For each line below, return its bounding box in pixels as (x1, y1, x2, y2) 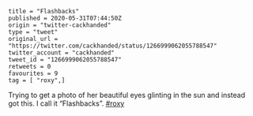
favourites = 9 (8, 69, 59, 77)
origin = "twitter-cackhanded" (8, 21, 111, 29)
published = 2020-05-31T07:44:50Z (8, 14, 123, 22)
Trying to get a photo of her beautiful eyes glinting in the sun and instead (8, 91, 246, 99)
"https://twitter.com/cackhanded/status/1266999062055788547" (8, 42, 217, 50)
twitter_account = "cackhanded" (8, 49, 115, 57)
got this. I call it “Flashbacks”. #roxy (8, 99, 125, 108)
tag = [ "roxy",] (8, 77, 66, 84)
